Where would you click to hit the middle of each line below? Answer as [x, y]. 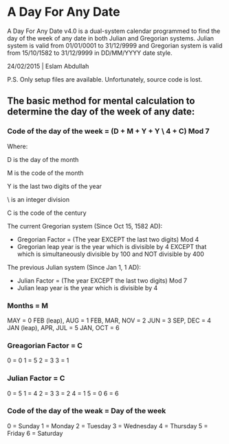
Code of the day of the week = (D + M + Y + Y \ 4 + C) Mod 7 [108, 131]
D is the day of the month [43, 159]
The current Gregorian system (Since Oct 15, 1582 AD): [85, 226]
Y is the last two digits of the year [54, 186]
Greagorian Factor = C [45, 345]
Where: [18, 146]
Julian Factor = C [36, 378]
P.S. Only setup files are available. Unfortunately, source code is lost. [105, 79]
